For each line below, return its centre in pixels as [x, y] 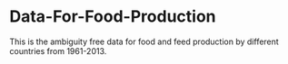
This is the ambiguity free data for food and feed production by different [144, 41]
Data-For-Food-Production [113, 17]
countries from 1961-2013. [58, 50]
